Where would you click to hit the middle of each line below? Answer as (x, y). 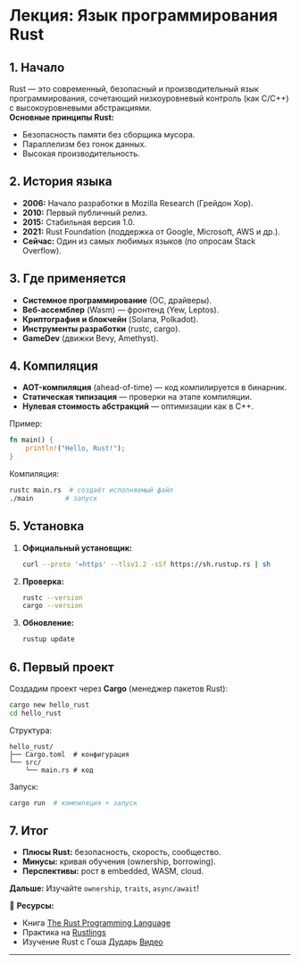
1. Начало (37, 67)
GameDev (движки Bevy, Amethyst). (90, 338)
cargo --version (52, 606)
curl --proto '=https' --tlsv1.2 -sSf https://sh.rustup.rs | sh (146, 564)
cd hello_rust (36, 713)
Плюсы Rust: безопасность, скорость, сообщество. (121, 852)
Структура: (30, 730)
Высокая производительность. (81, 154)
